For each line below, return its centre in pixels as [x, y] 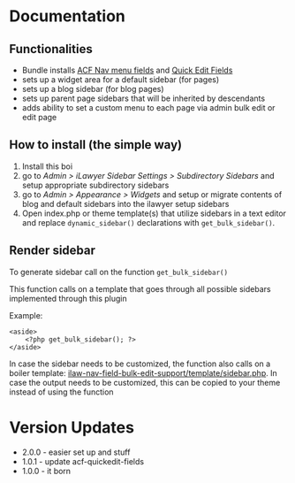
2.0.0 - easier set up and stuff [76, 452]
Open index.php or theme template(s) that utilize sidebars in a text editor [154, 213]
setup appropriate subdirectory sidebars [95, 185]
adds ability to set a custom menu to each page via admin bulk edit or [148, 107]
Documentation [68, 16]
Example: [26, 315]
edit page [39, 117]
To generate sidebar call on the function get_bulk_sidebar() [118, 272]
